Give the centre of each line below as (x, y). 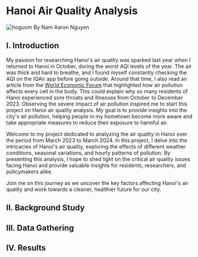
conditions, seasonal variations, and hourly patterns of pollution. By (88, 153)
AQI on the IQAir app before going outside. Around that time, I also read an (97, 78)
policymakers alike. (30, 172)
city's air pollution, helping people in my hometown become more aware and (99, 116)
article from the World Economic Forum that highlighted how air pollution (95, 85)
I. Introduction (33, 46)
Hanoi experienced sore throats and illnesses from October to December (95, 97)
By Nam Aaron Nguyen (61, 27)
